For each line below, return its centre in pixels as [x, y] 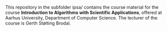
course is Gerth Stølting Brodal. [38, 23]
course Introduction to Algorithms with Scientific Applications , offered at [83, 12]
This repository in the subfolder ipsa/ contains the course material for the [82, 7]
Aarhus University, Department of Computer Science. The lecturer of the [81, 18]
